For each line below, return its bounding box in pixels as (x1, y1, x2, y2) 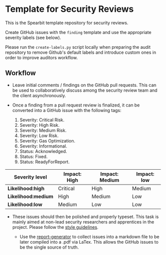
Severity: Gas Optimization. (19, 138, 76, 144)
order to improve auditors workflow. (5, 54, 78, 60)
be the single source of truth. (19, 244, 79, 250)
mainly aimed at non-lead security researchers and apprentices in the (12, 219, 155, 225)
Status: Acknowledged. (19, 148, 67, 154)
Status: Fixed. (19, 153, 48, 159)
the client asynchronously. (12, 92, 66, 98)
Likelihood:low (7, 201, 43, 208)
